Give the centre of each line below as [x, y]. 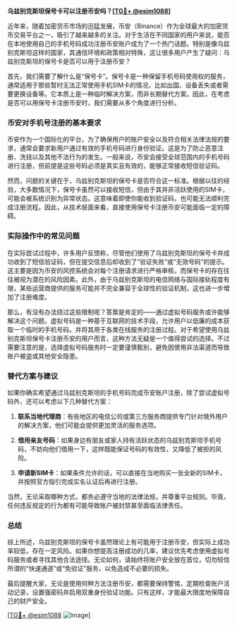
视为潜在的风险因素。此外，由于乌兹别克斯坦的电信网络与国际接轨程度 [121, 279]
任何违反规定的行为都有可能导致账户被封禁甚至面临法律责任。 [97, 505]
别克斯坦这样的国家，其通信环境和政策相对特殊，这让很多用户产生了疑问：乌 [119, 53]
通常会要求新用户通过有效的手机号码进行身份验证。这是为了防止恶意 [118, 148]
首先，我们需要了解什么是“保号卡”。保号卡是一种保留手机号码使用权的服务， [118, 76]
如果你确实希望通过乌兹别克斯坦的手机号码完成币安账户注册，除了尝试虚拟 [115, 392]
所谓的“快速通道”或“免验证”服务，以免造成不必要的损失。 [90, 569]
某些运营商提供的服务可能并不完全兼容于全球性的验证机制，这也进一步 [121, 288]
